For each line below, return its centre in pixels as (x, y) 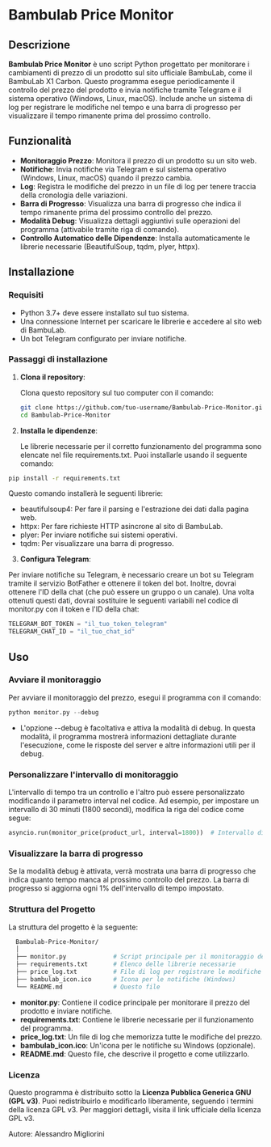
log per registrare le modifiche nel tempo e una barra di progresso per (125, 107)
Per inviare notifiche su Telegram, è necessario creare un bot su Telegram (131, 575)
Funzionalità (40, 141)
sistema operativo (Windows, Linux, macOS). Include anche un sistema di (130, 98)
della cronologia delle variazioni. (73, 195)
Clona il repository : (53, 377)
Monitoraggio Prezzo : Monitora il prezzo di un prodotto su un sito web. (138, 160)
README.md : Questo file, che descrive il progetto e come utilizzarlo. (135, 1054)
